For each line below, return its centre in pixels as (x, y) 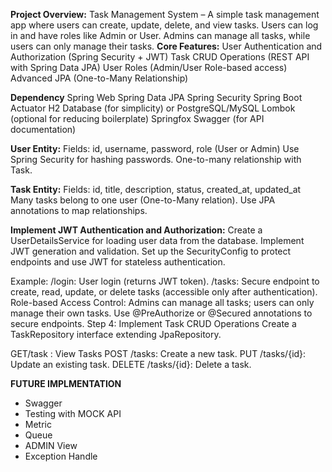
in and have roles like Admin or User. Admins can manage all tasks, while (160, 35)
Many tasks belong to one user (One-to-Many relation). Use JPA (143, 200)
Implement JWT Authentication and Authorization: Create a (136, 230)
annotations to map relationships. (79, 210)
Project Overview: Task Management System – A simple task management (165, 14)
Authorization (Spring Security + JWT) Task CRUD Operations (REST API (160, 57)
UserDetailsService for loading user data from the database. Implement (157, 240)
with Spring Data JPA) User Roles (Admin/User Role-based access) (149, 67)
